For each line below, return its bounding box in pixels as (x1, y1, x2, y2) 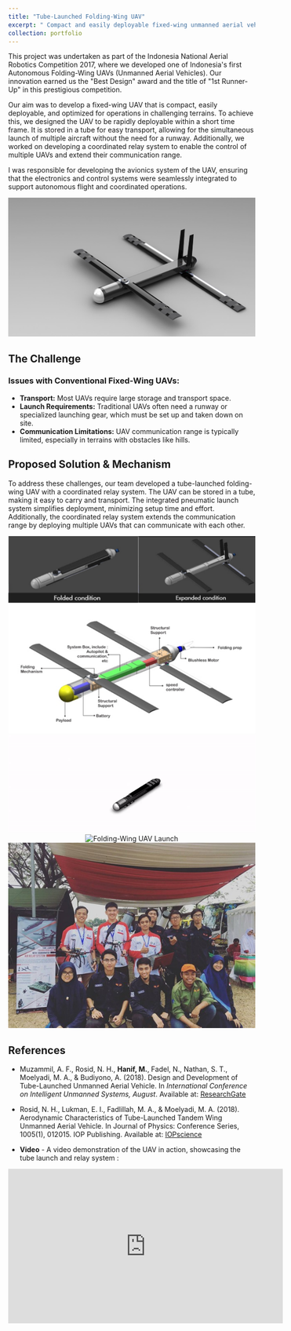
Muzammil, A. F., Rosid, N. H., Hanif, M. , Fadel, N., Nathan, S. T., (19, 1064, 227, 1074)
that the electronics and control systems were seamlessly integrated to (8, 173, 238, 184)
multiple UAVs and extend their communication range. (8, 150, 183, 160)
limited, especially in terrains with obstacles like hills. (19, 435, 191, 444)
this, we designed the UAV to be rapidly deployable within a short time (8, 117, 235, 126)
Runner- (221, 77, 249, 86)
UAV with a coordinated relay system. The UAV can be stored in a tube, (25, 487, 256, 496)
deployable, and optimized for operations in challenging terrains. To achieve (8, 108, 254, 118)
